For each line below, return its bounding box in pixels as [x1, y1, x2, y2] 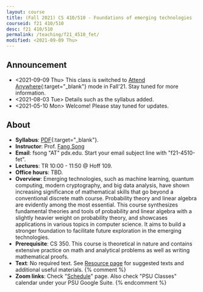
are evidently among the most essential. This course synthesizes [15, 201, 179, 208]
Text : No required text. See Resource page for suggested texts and [15, 259, 184, 266]
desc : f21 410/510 [6, 26, 53, 32]
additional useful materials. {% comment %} [15, 266, 127, 273]
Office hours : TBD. [15, 169, 63, 176]
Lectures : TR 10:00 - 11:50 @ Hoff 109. [15, 162, 113, 169]
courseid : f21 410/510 [6, 20, 64, 26]
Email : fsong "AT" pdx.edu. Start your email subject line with [15, 149, 167, 156]
